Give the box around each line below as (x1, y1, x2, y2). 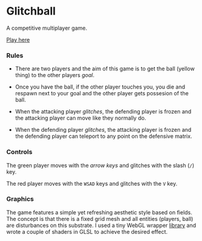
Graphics (6, 195, 34, 203)
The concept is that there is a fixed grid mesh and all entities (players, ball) (6, 215, 193, 222)
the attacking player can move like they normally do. (15, 114, 147, 122)
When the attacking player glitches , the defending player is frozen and (15, 108, 192, 115)
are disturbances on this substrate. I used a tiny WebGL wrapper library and (6, 222, 197, 229)
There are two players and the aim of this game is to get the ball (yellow (15, 65, 195, 72)
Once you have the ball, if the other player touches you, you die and (15, 83, 186, 90)
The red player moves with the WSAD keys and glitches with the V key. (6, 180, 178, 187)
